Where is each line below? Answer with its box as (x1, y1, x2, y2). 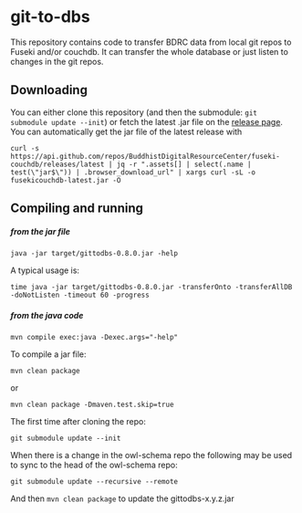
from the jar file (10, 225, 71, 236)
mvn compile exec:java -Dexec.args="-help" (10, 333, 179, 342)
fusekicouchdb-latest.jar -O (10, 175, 121, 184)
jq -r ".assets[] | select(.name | (116, 160, 252, 169)
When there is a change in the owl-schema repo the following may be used (10, 450, 293, 461)
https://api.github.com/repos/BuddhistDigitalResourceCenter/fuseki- (10, 152, 281, 161)
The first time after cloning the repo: (10, 416, 147, 427)
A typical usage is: (10, 265, 80, 276)
